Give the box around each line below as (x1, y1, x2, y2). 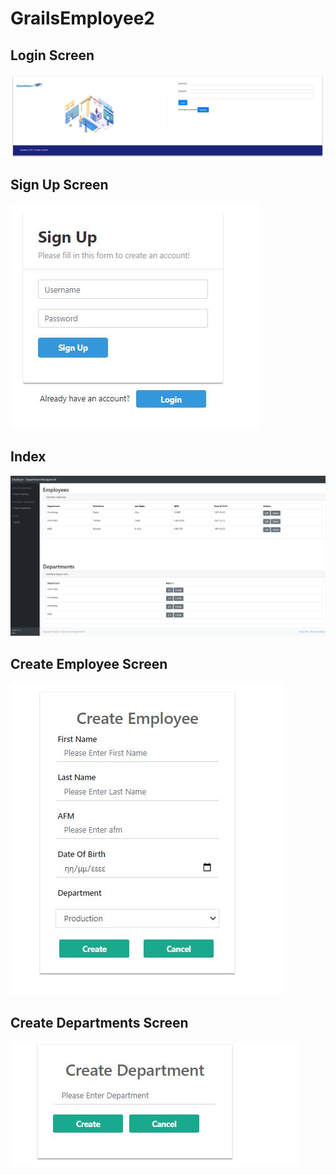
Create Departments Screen (10, 1015, 189, 1032)
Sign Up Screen (10, 177, 109, 194)
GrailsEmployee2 (10, 7, 155, 30)
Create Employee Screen (10, 655, 168, 672)
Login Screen (10, 47, 95, 64)
